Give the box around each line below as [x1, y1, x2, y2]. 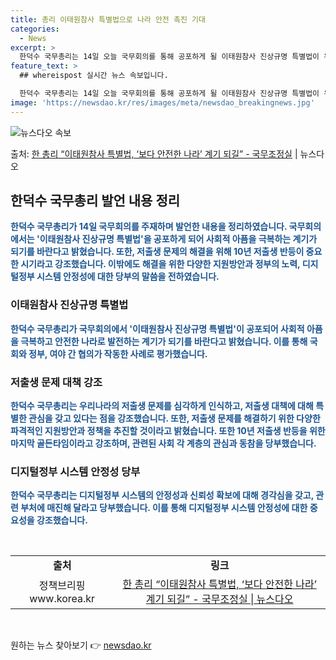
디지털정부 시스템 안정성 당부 [10, 464, 141, 478]
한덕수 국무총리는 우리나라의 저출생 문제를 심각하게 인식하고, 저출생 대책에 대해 [10, 400, 314, 412]
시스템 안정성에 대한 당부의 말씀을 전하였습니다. [36, 271, 220, 283]
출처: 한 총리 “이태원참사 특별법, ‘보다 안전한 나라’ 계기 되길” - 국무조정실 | [10, 147, 298, 160]
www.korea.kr [29, 592, 96, 606]
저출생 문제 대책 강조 [10, 375, 103, 389]
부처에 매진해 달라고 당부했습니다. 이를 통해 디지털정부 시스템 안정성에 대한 [20, 502, 308, 514]
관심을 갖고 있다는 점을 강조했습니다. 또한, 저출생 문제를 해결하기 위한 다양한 [28, 412, 321, 425]
